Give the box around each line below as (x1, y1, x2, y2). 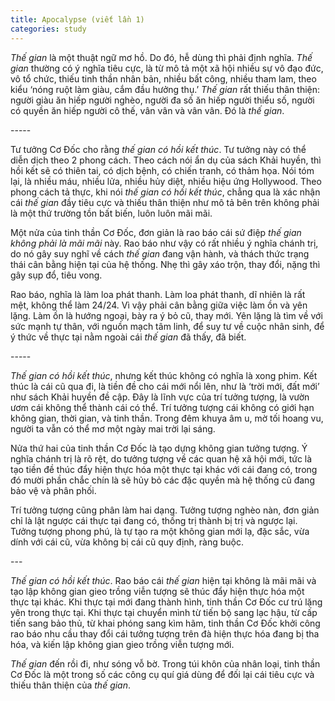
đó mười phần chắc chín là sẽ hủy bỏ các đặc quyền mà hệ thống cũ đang (10, 474, 315, 486)
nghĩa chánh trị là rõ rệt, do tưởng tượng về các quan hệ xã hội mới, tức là (10, 452, 313, 465)
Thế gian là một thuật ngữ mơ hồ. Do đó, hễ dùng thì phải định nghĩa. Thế (10, 51, 313, 63)
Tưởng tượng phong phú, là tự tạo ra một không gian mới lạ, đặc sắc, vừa (10, 525, 310, 537)
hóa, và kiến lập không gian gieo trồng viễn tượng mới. (10, 638, 235, 650)
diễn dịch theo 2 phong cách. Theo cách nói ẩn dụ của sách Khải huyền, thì (10, 154, 322, 166)
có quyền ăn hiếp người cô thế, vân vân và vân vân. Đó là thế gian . (10, 104, 285, 116)
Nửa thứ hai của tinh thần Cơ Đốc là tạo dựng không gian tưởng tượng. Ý (10, 442, 308, 454)
